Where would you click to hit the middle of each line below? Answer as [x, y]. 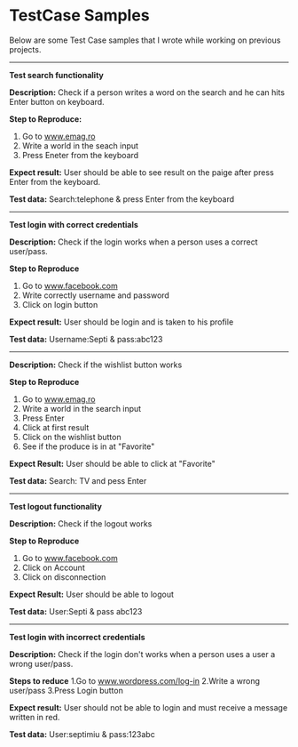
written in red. [35, 717]
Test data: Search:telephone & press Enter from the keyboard [122, 199]
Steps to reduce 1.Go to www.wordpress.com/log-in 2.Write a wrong [134, 680]
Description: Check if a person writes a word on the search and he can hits [147, 92]
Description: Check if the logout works [81, 523]
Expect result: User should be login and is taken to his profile [122, 322]
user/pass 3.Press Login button [67, 690]
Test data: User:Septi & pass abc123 [76, 611]
